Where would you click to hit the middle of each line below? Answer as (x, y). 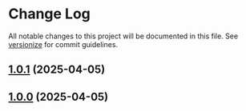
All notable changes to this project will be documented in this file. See (123, 36)
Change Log (49, 14)
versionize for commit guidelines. (63, 44)
